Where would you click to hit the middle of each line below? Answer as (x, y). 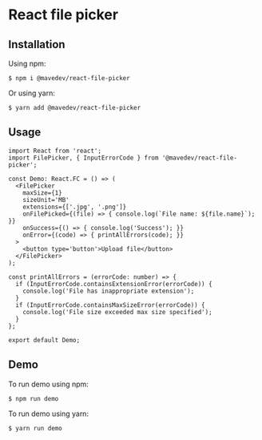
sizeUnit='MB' (46, 200)
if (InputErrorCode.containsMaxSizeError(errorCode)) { (110, 305)
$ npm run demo (34, 398)
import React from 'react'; (55, 151)
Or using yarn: (32, 93)
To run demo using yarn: (49, 414)
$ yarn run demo (35, 428)
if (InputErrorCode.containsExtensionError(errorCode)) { (114, 284)
